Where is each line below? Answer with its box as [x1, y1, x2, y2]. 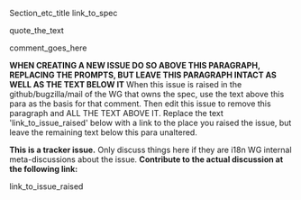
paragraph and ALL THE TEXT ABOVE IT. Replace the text [9, 108, 223, 118]
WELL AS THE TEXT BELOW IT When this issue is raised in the [9, 79, 242, 89]
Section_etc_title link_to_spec [9, 8, 118, 18]
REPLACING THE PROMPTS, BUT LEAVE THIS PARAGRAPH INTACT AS [9, 69, 277, 80]
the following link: [9, 164, 78, 174]
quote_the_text [9, 25, 65, 35]
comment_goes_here [9, 42, 87, 53]
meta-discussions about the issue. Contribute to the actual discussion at [9, 154, 284, 165]
